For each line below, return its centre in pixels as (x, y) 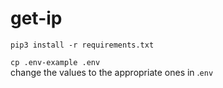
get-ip (36, 18)
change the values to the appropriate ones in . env (112, 72)
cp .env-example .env (55, 62)
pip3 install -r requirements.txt (82, 45)
